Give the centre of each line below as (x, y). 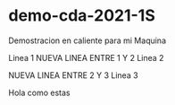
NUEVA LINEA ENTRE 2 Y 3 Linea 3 (74, 75)
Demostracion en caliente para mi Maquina (87, 40)
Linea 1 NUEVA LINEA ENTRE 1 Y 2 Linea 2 (86, 57)
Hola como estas (39, 92)
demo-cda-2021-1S (82, 16)
